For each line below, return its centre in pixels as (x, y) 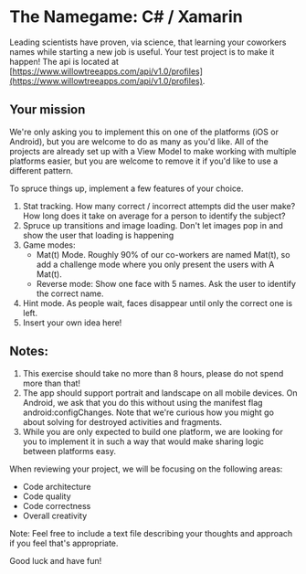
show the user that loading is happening (98, 235)
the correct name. (70, 293)
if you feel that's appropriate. (64, 543)
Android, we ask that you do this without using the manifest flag (142, 402)
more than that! (51, 383)
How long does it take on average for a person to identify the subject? (154, 216)
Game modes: (49, 245)
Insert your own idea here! (72, 323)
